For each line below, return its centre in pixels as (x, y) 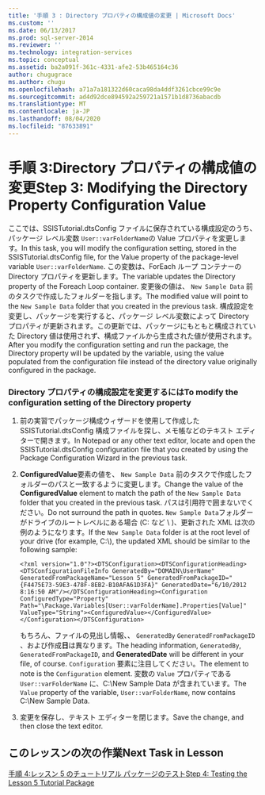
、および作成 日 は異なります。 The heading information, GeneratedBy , (130, 645)
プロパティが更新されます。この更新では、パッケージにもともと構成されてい (132, 325)
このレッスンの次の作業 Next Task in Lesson (116, 753)
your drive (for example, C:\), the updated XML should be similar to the (135, 541)
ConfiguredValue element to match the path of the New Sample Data (130, 493)
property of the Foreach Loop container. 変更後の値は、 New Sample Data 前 (131, 286)
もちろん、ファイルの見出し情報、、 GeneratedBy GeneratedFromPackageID (137, 635)
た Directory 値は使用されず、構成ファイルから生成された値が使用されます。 (132, 336)
